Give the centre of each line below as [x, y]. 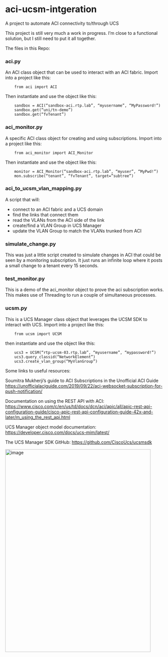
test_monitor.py [25, 279]
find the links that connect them [46, 215]
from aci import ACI [36, 87]
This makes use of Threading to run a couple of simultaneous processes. [81, 295]
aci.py [13, 61]
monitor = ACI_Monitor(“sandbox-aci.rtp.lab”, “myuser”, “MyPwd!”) [86, 171]
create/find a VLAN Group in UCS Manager [57, 225]
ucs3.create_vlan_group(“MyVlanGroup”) [56, 361]
